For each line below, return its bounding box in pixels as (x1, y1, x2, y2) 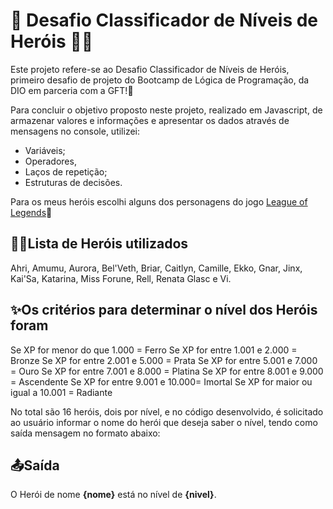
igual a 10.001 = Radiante (10, 386, 113, 398)
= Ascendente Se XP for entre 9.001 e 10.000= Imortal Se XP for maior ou (10, 375, 313, 388)
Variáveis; (24, 144, 66, 156)
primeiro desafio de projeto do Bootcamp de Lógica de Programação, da (10, 74, 310, 86)
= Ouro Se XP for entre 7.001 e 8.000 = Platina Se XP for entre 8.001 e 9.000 (10, 365, 324, 377)
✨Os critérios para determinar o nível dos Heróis (10, 302, 318, 319)
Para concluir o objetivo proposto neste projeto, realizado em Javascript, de (10, 104, 323, 116)
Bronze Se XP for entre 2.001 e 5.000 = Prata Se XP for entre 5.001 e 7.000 (10, 354, 318, 366)
